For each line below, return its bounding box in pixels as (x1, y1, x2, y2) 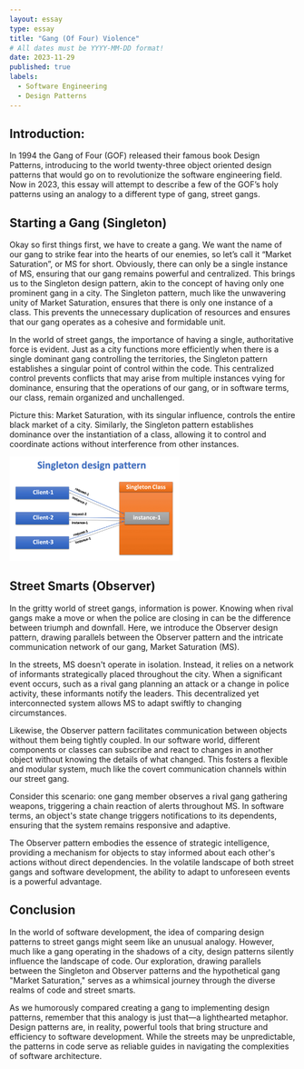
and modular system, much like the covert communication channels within (9, 764, 288, 774)
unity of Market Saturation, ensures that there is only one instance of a (9, 297, 274, 308)
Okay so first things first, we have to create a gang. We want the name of (9, 239, 283, 250)
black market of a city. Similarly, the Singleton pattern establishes (9, 419, 254, 431)
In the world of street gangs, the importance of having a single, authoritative (9, 335, 294, 345)
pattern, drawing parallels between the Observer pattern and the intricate (9, 632, 284, 643)
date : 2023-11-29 (9, 53, 75, 63)
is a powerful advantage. (9, 875, 103, 886)
